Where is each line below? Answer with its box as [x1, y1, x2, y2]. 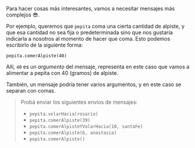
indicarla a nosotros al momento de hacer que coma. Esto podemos [6, 35, 171, 42]
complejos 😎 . [6, 11, 40, 18]
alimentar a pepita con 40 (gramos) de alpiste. [6, 70, 119, 76]
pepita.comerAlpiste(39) [29, 117, 91, 123]
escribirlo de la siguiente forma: [6, 41, 84, 48]
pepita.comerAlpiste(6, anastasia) [29, 130, 117, 136]
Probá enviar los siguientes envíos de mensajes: [20, 98, 138, 106]
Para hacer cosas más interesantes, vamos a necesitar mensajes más [6, 5, 175, 12]
